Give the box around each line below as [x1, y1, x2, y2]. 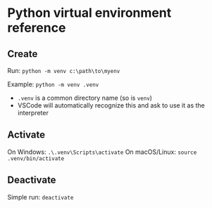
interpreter [17, 109, 49, 117]
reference [7, 20, 66, 36]
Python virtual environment [7, 5, 172, 21]
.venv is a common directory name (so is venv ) [17, 93, 153, 102]
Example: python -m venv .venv [7, 80, 99, 89]
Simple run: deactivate [7, 193, 74, 201]
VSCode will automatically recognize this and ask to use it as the [17, 101, 206, 110]
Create [7, 48, 38, 60]
